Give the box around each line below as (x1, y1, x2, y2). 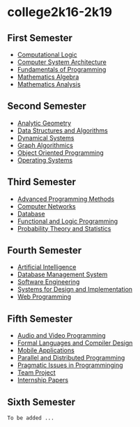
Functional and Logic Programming (17, 217, 118, 225)
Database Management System (17, 270, 108, 279)
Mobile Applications (17, 346, 75, 354)
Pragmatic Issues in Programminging (17, 361, 123, 370)
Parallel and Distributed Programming (17, 354, 125, 362)
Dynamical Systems (17, 133, 75, 142)
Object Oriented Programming (17, 148, 104, 157)
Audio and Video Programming (17, 331, 106, 340)
